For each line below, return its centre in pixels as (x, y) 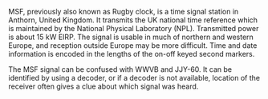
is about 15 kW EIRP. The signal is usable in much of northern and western (131, 37)
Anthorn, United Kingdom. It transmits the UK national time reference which (133, 20)
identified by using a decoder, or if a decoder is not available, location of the (134, 78)
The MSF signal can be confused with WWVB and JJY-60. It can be (120, 69)
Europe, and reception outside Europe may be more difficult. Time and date (133, 46)
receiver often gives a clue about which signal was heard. (104, 86)
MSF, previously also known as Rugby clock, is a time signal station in (124, 12)
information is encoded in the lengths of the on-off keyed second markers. (132, 54)
